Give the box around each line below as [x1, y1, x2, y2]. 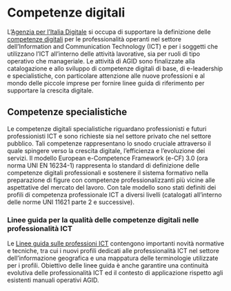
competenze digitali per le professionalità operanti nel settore [7, 34, 181, 43]
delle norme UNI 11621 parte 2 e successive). [7, 198, 134, 206]
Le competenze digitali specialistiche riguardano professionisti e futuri [7, 124, 207, 132]
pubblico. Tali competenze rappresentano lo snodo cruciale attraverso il [7, 139, 212, 148]
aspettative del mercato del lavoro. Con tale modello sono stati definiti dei [7, 183, 217, 191]
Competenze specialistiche [7, 106, 128, 118]
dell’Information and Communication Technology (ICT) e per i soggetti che [7, 42, 219, 50]
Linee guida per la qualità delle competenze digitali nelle [7, 215, 199, 225]
